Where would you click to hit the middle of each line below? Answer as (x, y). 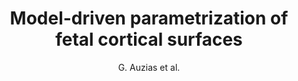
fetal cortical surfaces (149, 39)
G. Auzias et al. (149, 67)
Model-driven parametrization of (149, 18)
